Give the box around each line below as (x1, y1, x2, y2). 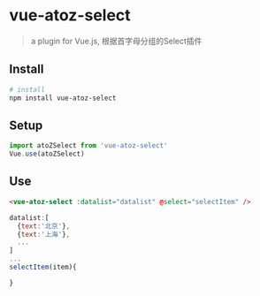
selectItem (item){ (9, 262, 77, 271)
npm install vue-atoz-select (9, 94, 117, 102)
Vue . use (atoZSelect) (9, 149, 86, 159)
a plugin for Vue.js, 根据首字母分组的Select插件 (30, 35, 203, 46)
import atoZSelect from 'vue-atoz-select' (9, 141, 168, 150)
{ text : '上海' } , (17, 230, 71, 239)
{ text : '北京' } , (17, 222, 71, 231)
